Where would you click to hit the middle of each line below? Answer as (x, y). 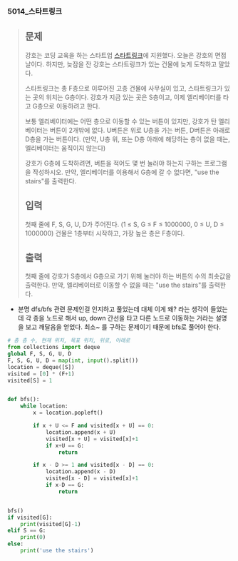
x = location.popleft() (68, 413)
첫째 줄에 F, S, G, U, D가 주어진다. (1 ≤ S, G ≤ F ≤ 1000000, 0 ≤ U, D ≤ (124, 224)
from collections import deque (54, 348)
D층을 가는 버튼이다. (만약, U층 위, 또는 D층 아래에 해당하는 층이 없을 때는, (127, 139)
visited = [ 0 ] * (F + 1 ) (41, 374)
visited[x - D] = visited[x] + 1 (92, 479)
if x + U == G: (64, 445)
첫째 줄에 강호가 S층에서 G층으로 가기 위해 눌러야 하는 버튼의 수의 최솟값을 (128, 276)
